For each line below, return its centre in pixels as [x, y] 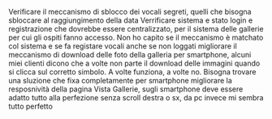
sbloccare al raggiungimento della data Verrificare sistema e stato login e [131, 20]
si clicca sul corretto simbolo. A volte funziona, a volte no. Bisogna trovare [132, 72]
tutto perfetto [30, 106]
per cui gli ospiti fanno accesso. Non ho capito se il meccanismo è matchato [136, 37]
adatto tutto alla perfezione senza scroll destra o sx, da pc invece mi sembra [136, 98]
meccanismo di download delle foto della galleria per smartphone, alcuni [130, 55]
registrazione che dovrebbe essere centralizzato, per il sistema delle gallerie [136, 29]
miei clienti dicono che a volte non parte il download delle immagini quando [134, 63]
